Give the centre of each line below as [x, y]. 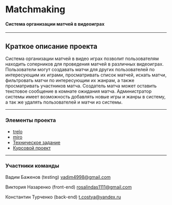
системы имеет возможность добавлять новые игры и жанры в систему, [85, 97]
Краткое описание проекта [51, 46]
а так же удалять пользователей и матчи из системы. [64, 102]
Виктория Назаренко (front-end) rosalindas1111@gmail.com [69, 187]
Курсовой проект [32, 148]
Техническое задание [36, 142]
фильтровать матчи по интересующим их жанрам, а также [70, 80]
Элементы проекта [31, 120]
